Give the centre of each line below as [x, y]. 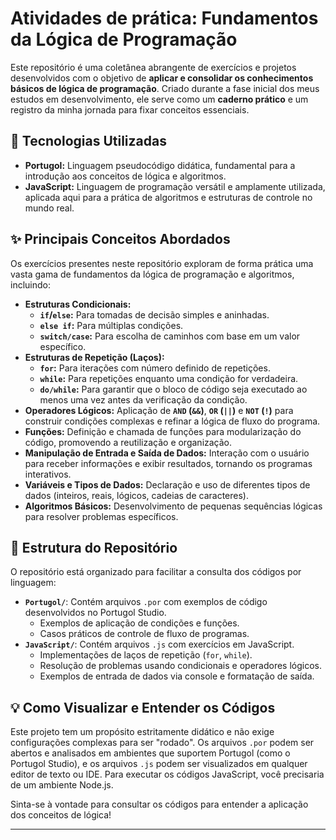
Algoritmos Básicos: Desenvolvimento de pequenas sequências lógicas [173, 506]
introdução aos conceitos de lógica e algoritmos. [125, 176]
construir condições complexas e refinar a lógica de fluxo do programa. [172, 421]
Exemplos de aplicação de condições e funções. [139, 623]
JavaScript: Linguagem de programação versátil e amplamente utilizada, [175, 186]
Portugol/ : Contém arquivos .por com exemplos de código [146, 602]
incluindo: [30, 284]
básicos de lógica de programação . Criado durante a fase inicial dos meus [165, 88]
